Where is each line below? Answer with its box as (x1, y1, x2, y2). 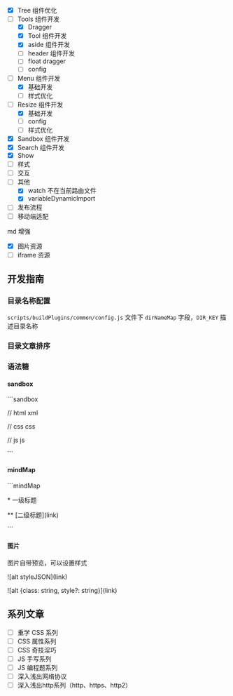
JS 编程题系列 (17, 663, 58, 671)
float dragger (27, 57, 66, 65)
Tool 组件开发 (27, 32, 67, 40)
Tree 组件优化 (17, 6, 57, 14)
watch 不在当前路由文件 (27, 187, 97, 195)
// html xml (7, 409, 38, 417)
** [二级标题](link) (7, 511, 59, 519)
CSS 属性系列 (17, 637, 57, 645)
